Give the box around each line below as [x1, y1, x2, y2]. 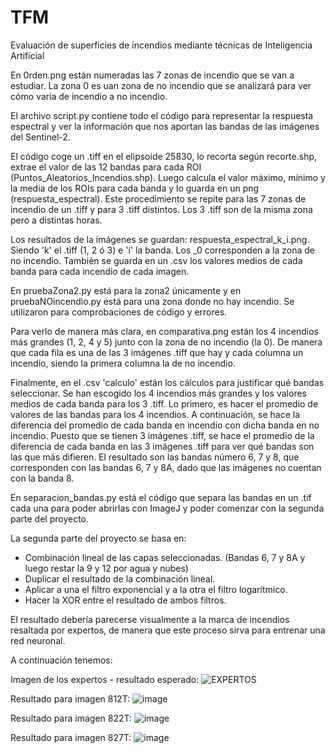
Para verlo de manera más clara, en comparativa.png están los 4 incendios [10, 325, 319, 337]
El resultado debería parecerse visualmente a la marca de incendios [10, 613, 290, 625]
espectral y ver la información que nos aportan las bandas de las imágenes [10, 120, 320, 132]
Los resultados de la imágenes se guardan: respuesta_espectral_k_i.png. [10, 233, 310, 245]
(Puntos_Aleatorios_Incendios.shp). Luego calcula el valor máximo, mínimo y [10, 171, 326, 183]
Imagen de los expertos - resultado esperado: [10, 673, 200, 685]
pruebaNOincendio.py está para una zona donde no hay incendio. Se [10, 295, 295, 307]
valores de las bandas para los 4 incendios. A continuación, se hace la [10, 408, 301, 420]
